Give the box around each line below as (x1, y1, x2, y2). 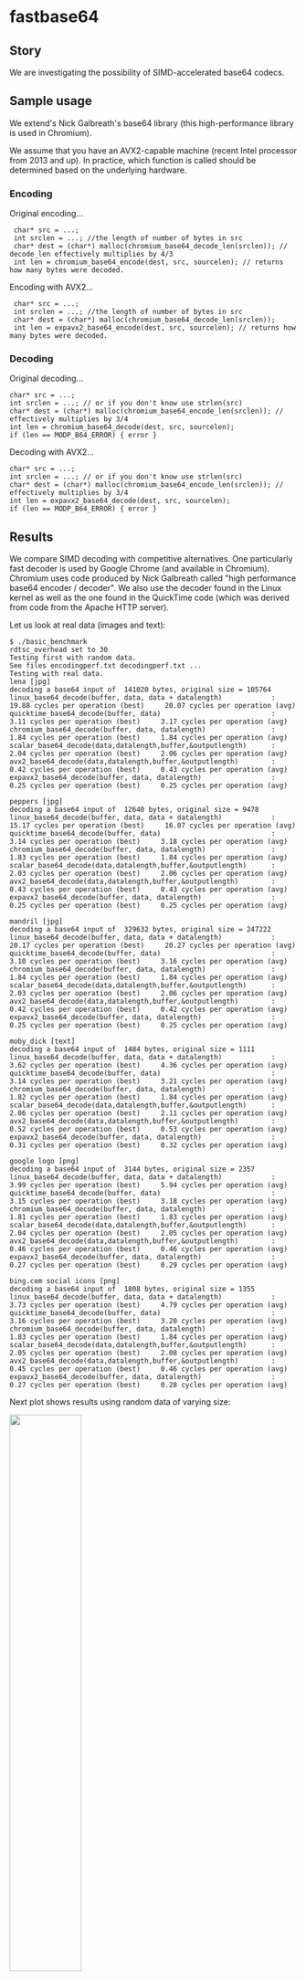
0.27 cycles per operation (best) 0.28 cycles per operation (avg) (9, 1381, 288, 1390)
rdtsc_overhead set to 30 (9, 646, 108, 655)
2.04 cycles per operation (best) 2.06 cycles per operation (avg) (9, 749, 288, 759)
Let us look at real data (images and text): (9, 619, 166, 631)
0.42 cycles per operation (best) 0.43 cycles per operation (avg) (9, 765, 288, 774)
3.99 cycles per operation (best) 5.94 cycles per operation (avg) (9, 1181, 288, 1190)
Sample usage (9, 93, 93, 109)
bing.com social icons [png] (9, 1277, 121, 1286)
